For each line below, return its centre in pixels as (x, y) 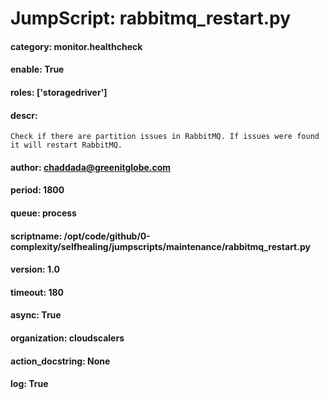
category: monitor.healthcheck (76, 46)
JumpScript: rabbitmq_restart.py (150, 18)
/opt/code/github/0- (107, 236)
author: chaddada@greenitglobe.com (91, 167)
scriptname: (36, 236)
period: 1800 (37, 190)
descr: (24, 115)
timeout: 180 (37, 292)
